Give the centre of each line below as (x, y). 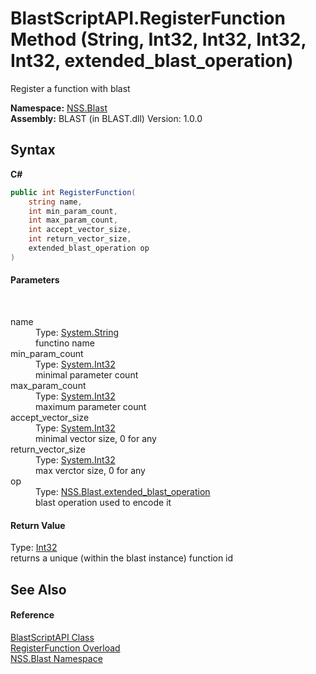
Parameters (35, 280)
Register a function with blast (70, 88)
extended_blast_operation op (89, 248)
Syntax (33, 150)
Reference (32, 615)
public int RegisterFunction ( (73, 192)
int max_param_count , (73, 220)
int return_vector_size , (80, 239)
